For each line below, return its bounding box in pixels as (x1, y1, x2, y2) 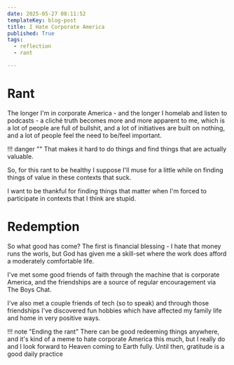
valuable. (7, 152, 34, 160)
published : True (7, 29, 55, 37)
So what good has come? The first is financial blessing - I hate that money (7, 242, 221, 250)
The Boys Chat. (7, 285, 52, 294)
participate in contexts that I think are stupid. (7, 194, 137, 202)
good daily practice (7, 350, 63, 358)
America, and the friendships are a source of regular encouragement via (7, 277, 216, 286)
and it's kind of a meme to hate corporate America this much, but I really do (7, 334, 226, 343)
